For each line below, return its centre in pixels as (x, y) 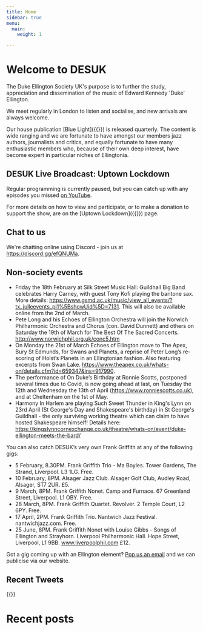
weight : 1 (30, 35)
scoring (25, 358)
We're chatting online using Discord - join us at (65, 247)
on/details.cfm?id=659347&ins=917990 (64, 371)
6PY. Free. (28, 510)
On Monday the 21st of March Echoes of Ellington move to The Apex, (101, 345)
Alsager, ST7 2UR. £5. (42, 484)
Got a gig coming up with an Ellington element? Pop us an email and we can (101, 554)
